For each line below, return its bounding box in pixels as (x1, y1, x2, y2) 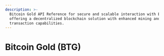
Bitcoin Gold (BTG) (5, 42, 82, 53)
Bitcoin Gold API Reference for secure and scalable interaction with (9, 12, 156, 17)
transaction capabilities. (9, 20, 64, 26)
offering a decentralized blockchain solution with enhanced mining (9, 16, 152, 21)
